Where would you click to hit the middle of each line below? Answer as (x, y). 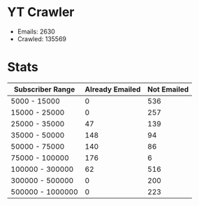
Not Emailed (168, 89)
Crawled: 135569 (42, 38)
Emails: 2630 (36, 31)
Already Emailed (113, 89)
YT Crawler (41, 12)
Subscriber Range (44, 89)
